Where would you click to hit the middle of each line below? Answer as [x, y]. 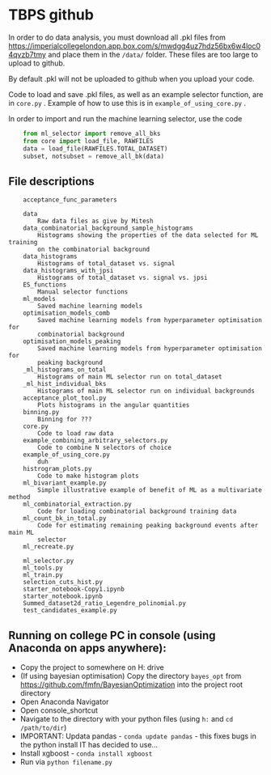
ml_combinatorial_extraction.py [77, 504]
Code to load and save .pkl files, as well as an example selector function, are [136, 94]
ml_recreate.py [49, 547]
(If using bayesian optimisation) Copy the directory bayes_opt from [131, 676]
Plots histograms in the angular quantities [114, 405]
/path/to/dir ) [43, 728]
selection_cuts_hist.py [63, 582]
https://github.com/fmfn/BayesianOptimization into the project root [131, 684]
